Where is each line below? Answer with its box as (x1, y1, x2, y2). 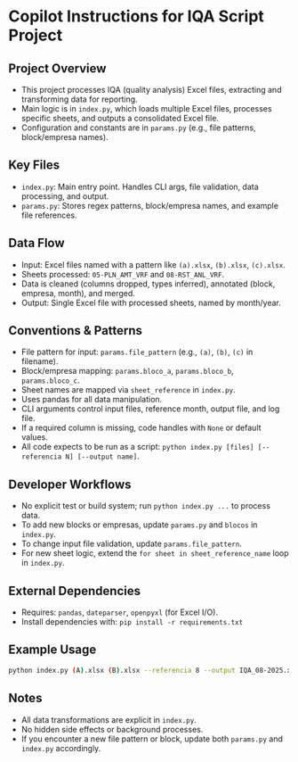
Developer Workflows (8, 476, 132, 492)
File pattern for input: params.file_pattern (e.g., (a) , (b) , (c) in (20, 346, 254, 358)
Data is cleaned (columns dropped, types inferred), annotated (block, (20, 278, 276, 289)
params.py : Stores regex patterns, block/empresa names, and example (20, 200, 279, 211)
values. (20, 432, 48, 443)
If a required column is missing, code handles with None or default (20, 422, 262, 434)
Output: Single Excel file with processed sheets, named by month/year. (20, 297, 282, 308)
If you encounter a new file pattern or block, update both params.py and (20, 733, 284, 744)
